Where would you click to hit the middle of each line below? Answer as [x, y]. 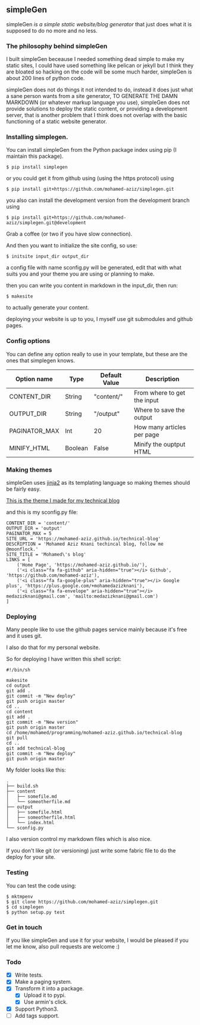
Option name [35, 379]
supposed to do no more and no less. [52, 30]
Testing [17, 873]
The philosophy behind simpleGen [57, 46]
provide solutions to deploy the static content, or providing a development [97, 109]
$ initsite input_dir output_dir [48, 256]
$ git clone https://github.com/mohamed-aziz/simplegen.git [82, 902]
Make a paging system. [43, 982]
